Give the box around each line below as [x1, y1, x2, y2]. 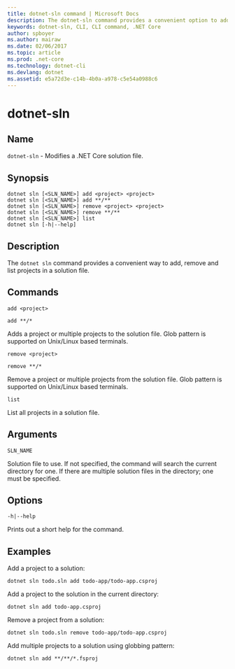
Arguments [7, 428, 58, 441]
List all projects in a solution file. [7, 408, 100, 416]
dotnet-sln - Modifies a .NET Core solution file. [7, 152, 143, 160]
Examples [7, 545, 51, 557]
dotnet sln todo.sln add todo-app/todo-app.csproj [7, 578, 158, 585]
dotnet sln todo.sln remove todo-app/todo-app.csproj [7, 629, 168, 637]
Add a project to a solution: [7, 564, 85, 572]
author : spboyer [7, 29, 55, 37]
